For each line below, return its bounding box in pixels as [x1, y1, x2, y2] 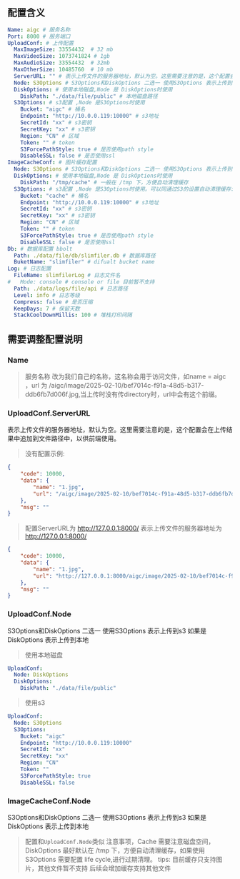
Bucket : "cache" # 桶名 [20, 192, 89, 199]
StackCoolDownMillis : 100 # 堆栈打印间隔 [14, 311, 133, 319]
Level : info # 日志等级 [14, 291, 81, 298]
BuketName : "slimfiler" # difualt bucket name [14, 258, 155, 266]
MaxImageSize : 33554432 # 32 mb [14, 46, 114, 54]
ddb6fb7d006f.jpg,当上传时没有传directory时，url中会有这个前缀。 [24, 390, 221, 398]
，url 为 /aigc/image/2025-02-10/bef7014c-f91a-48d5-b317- [24, 381, 204, 389]
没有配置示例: [24, 449, 65, 458]
